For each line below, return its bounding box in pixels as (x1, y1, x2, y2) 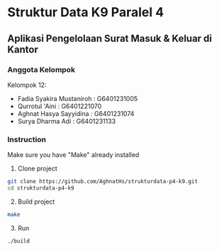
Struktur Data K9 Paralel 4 (7, 4, 164, 21)
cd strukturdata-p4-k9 (7, 185, 74, 192)
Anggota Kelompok (7, 64, 76, 74)
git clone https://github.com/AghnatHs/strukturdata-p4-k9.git (7, 178, 198, 185)
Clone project (17, 164, 58, 173)
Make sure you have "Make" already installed (7, 151, 140, 159)
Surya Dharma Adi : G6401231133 (17, 117, 116, 125)
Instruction (7, 134, 47, 144)
